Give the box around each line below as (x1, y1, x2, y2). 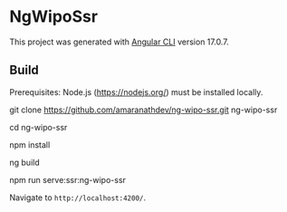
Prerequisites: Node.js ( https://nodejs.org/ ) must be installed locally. (9, 86, 263, 97)
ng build (9, 157, 40, 168)
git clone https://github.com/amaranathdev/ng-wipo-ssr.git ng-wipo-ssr (9, 104, 278, 115)
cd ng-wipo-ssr (9, 121, 68, 132)
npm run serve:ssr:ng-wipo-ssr (9, 174, 127, 185)
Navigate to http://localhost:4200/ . (9, 192, 147, 203)
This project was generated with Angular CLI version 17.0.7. (9, 36, 229, 47)
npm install (9, 139, 51, 150)
